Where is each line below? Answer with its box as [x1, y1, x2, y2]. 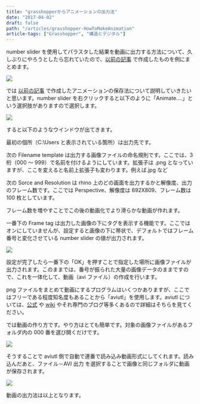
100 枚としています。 [6, 194, 58, 201]
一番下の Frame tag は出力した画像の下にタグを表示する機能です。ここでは [6, 220, 190, 227]
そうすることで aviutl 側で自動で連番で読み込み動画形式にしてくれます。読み [6, 353, 194, 360]
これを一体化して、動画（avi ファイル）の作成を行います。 [16, 274, 160, 281]
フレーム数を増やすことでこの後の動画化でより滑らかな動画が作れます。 [6, 207, 183, 214]
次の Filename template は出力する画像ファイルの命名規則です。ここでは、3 [6, 151, 193, 159]
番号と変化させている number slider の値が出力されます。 [6, 235, 147, 242]
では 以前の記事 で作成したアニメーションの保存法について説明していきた [6, 87, 187, 95]
